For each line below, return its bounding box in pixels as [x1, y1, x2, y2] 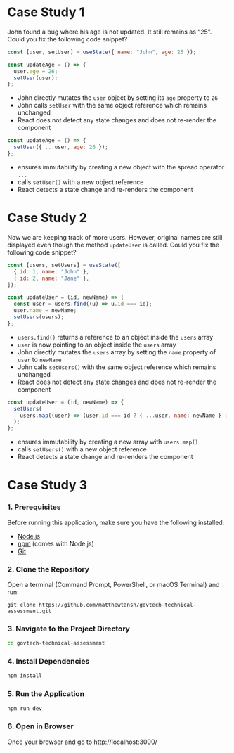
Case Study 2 [7, 210, 88, 226]
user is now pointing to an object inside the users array [17, 340, 177, 349]
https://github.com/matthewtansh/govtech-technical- [38, 601, 197, 608]
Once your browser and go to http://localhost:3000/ [7, 738, 158, 746]
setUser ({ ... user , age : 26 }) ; [13, 143, 109, 151]
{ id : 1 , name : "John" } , [13, 268, 90, 275]
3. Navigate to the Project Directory [7, 624, 130, 633]
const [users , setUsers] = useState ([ [7, 262, 121, 269]
